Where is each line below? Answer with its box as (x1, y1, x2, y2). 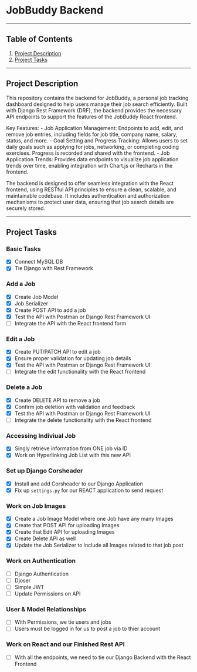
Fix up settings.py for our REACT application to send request (14, 487, 164, 494)
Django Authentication (14, 570, 69, 577)
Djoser (14, 577, 31, 584)
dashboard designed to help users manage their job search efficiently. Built (6, 101, 188, 108)
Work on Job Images (6, 501, 66, 510)
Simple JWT (14, 583, 45, 590)
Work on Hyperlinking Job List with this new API (14, 451, 131, 459)
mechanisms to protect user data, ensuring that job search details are (6, 198, 174, 205)
